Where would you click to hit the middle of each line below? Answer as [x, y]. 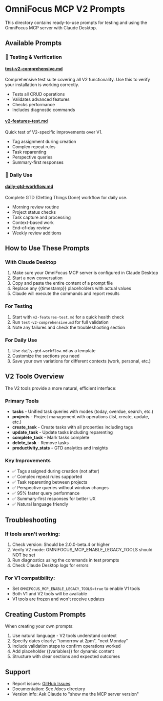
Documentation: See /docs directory [49, 689]
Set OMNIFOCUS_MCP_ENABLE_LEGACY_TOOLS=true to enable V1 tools [76, 588]
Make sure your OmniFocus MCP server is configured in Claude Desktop [85, 273]
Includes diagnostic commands [43, 110]
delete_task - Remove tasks [41, 443]
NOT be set [24, 555]
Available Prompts [33, 43]
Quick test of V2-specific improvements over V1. [54, 132]
